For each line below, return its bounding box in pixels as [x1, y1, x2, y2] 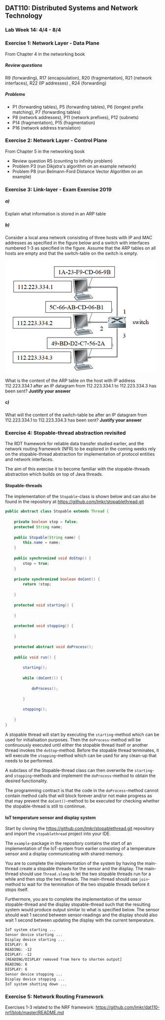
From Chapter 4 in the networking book [5, 51, 85, 57]
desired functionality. [5, 778, 48, 784]
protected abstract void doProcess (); [14, 644, 94, 649]
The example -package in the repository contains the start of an [5, 840, 132, 847]
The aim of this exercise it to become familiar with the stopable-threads [5, 466, 150, 471]
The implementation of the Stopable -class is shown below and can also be [5, 494, 156, 500]
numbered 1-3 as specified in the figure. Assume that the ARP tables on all [5, 245, 156, 251]
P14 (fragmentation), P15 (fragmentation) [12, 120, 96, 126]
